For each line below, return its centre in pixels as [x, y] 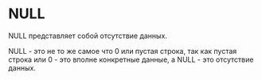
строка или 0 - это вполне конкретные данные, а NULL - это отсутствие [131, 59]
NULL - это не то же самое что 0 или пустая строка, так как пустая [123, 51]
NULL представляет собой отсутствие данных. [88, 36]
